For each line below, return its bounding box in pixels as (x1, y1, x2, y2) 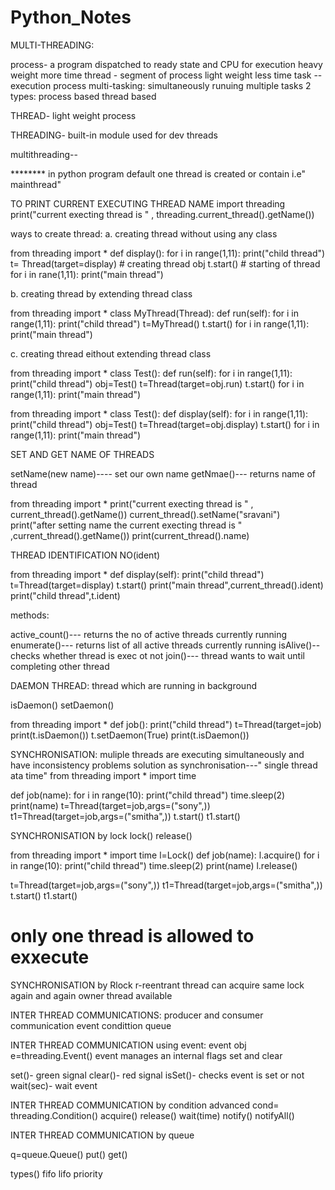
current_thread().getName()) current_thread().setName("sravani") (10, 508, 281, 520)
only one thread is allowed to (10, 925, 255, 948)
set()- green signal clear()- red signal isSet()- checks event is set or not (10, 1069, 305, 1081)
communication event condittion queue (10, 1019, 172, 1031)
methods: (10, 609, 50, 621)
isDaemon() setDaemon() (10, 699, 115, 711)
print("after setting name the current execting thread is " (10, 519, 243, 531)
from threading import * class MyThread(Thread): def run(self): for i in (10, 307, 299, 319)
